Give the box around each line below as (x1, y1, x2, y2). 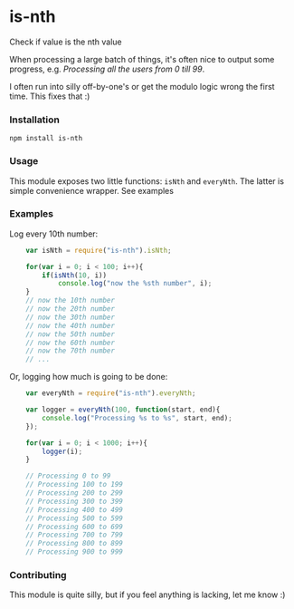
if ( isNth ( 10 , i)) (42, 270, 107, 280)
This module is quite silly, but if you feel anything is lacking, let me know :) (9, 589, 286, 600)
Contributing (9, 569, 67, 581)
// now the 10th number (25, 296, 116, 305)
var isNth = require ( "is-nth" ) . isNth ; (25, 246, 172, 255)
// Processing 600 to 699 (25, 522, 124, 531)
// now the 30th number (25, 313, 116, 322)
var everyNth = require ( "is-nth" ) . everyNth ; (25, 389, 196, 398)
